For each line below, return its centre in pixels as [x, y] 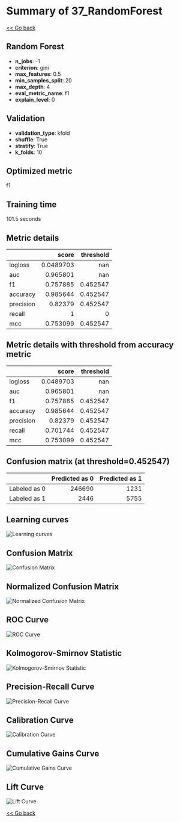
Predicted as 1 [121, 478]
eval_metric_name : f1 [42, 93]
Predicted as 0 [73, 478]
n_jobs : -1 [27, 61]
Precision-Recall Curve [50, 687]
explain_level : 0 [35, 99]
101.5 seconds [24, 219]
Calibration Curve [40, 720]
